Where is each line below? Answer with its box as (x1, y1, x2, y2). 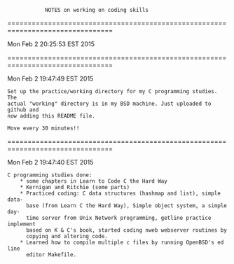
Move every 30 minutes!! (7, 125, 80, 132)
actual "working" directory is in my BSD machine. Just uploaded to (7, 100, 212, 107)
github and (7, 106, 39, 113)
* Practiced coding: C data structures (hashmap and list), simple (20, 190, 221, 197)
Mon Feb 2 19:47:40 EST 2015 (7, 158, 94, 166)
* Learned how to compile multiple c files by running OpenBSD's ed (20, 239, 224, 246)
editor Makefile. (25, 251, 77, 258)
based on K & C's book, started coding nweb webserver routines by (25, 227, 228, 234)
